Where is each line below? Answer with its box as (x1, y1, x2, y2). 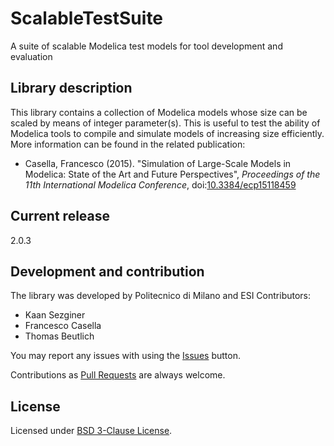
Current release (10, 208, 111, 225)
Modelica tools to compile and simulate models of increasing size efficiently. (10, 127, 325, 139)
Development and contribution (10, 263, 205, 280)
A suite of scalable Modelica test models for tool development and (10, 40, 283, 52)
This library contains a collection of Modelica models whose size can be (10, 106, 308, 118)
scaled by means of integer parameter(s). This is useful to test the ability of (10, 117, 321, 129)
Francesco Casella (24, 320, 102, 332)
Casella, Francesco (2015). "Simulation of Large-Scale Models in (24, 157, 292, 169)
